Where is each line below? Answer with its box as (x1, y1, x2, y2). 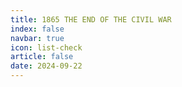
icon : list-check (10, 42, 83, 53)
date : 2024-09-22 (10, 61, 83, 71)
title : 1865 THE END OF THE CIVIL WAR (10, 14, 172, 25)
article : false (10, 52, 74, 62)
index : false (10, 24, 65, 34)
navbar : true (10, 33, 65, 43)
